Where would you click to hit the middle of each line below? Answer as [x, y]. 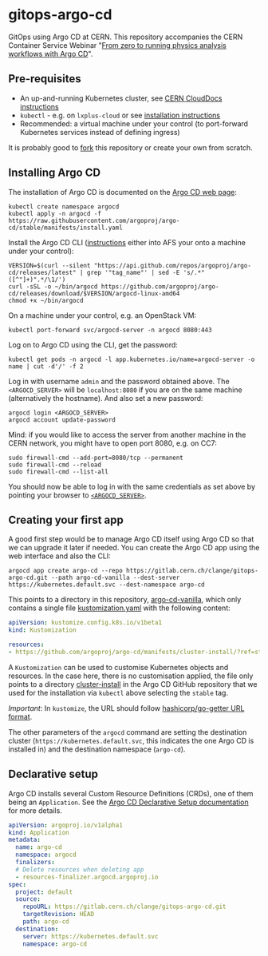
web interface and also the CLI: [60, 556]
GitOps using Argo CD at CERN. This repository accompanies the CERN [126, 37]
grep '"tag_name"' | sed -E [133, 272]
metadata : [25, 840]
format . [20, 716]
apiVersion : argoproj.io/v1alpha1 [66, 825]
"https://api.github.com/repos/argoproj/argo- [172, 265]
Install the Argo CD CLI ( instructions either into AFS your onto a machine [127, 242]
